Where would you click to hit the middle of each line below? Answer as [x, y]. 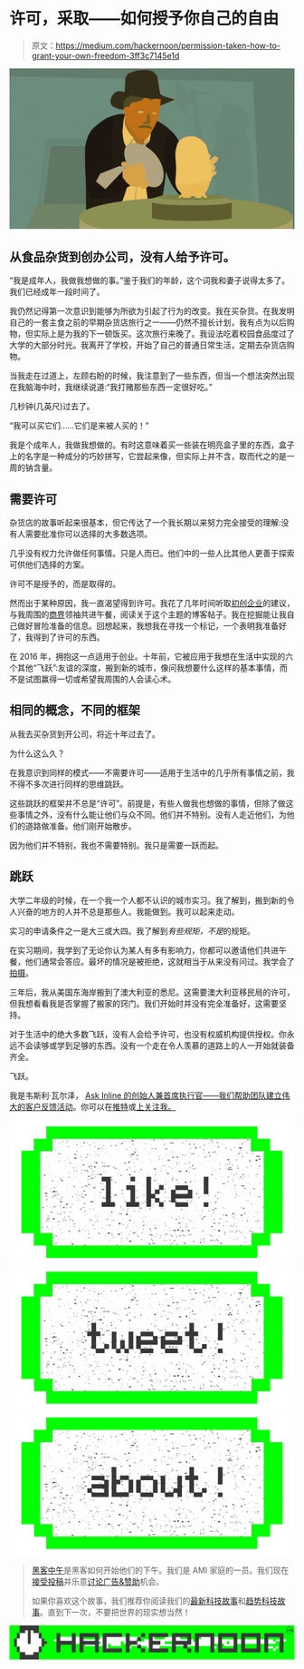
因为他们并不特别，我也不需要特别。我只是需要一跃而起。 [116, 845]
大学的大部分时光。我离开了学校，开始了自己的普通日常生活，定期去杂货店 [148, 345]
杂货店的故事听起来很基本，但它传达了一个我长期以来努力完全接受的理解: [146, 523]
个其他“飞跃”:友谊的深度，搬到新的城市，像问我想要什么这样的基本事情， [145, 668]
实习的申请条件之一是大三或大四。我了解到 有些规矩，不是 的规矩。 [132, 930]
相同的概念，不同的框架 [75, 710]
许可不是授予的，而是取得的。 [65, 584]
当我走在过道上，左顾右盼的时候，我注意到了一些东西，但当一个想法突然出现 [152, 376]
